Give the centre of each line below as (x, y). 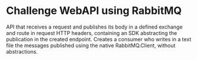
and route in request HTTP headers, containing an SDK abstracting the (92, 33)
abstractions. (22, 51)
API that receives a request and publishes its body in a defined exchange (94, 27)
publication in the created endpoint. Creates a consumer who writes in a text (99, 39)
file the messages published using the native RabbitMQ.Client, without (91, 45)
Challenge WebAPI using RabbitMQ (94, 11)
